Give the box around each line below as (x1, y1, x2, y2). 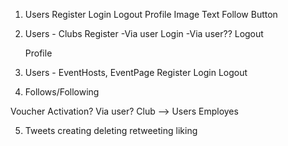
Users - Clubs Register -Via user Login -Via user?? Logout (24, 28, 264, 39)
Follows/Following (24, 86, 100, 98)
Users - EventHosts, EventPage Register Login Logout (24, 67, 248, 78)
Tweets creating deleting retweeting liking (24, 125, 198, 136)
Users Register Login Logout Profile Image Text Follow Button (24, 9, 278, 20)
